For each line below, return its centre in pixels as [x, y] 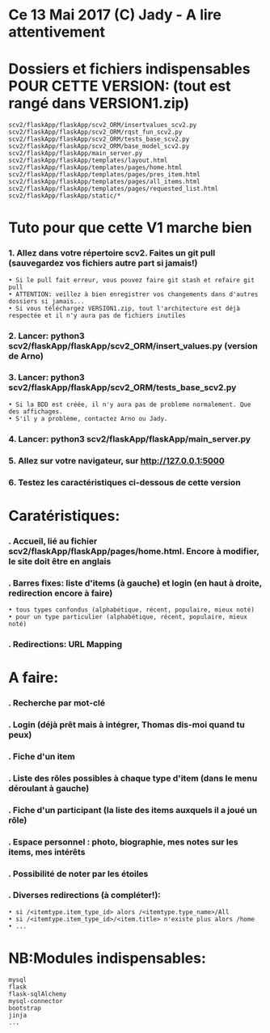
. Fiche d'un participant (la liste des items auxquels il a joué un [133, 810]
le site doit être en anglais [60, 561]
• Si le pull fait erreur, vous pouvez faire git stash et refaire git [131, 280]
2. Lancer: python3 [46, 336]
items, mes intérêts [47, 852]
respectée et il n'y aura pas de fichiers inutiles [97, 315]
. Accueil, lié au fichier [53, 541]
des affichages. [36, 411]
